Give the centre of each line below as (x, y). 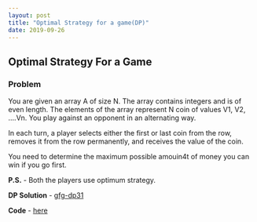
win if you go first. (37, 165)
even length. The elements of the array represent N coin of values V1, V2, (127, 110)
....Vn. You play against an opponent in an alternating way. (102, 118)
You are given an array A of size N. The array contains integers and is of (125, 101)
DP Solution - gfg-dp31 (46, 195)
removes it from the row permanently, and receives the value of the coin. (126, 141)
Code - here (28, 211)
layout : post (29, 15)
